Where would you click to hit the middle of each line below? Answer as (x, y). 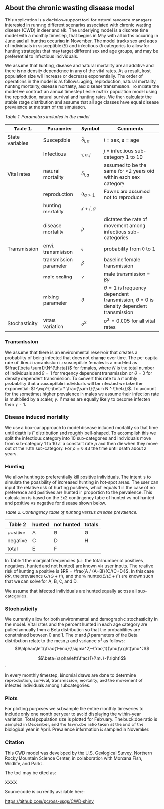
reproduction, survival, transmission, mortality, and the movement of (74, 680)
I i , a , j (86, 154)
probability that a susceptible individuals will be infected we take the (74, 383)
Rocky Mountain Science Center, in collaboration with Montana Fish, (74, 758)
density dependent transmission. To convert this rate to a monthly (71, 379)
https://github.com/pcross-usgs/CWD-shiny (50, 801)
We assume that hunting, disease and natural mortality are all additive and (79, 65)
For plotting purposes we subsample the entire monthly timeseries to (74, 709)
